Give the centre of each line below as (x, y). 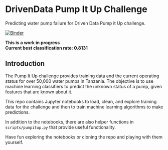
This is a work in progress (33, 42)
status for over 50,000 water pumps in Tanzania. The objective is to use (79, 81)
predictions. (18, 112)
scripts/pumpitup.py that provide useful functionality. (61, 127)
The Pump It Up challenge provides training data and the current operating (82, 76)
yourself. (14, 142)
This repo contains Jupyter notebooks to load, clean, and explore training (81, 101)
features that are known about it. (39, 92)
